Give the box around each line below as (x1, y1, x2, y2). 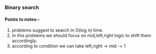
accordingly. (11, 38, 38, 44)
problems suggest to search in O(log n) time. (11, 27, 104, 33)
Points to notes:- (4, 16, 40, 22)
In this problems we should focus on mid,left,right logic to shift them (11, 33, 152, 39)
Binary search (4, 4, 39, 11)
